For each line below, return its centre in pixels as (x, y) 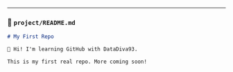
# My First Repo (31, 37)
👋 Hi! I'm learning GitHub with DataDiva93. (72, 49)
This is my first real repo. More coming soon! (77, 62)
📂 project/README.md (41, 22)
